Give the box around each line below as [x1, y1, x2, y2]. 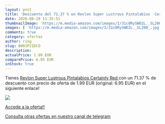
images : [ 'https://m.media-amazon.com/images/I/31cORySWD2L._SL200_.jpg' [5, 25, 162, 30]
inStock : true [5, 62, 34, 66]
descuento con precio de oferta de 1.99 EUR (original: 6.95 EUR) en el [5, 80, 146, 86]
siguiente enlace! [5, 85, 40, 91]
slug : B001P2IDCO [5, 43, 41, 48]
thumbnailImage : [5, 21, 38, 26]
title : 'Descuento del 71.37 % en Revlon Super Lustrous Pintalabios [5, 12, 151, 17]
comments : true [5, 30, 36, 35]
